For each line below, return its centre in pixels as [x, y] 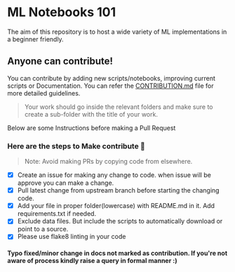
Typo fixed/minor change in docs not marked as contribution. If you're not [117, 253]
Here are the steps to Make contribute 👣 [76, 146]
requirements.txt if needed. [57, 214]
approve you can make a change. [66, 183]
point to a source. [43, 229]
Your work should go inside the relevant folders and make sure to [119, 107]
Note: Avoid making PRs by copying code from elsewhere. [108, 162]
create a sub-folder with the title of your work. [91, 114]
